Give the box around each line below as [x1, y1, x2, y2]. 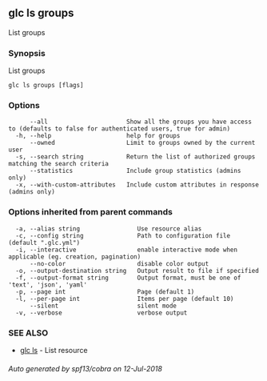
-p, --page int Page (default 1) [15, 287, 195, 295]
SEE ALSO [8, 327, 49, 339]
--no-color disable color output [29, 259, 209, 267]
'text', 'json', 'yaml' [8, 280, 88, 289]
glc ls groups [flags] [8, 82, 84, 90]
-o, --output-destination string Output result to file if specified [15, 267, 260, 275]
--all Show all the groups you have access [29, 118, 252, 126]
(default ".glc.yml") [8, 239, 81, 247]
